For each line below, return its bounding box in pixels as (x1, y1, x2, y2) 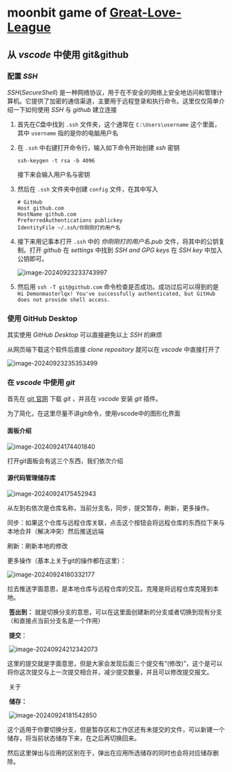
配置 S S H (7, 71, 38, 81)
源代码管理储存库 (7, 473, 56, 482)
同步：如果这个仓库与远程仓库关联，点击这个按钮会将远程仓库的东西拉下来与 (7, 518, 225, 527)
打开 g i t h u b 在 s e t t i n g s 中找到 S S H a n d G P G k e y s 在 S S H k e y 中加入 (29, 245, 223, 254)
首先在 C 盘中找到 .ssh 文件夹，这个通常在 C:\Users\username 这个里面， (17, 120, 221, 129)
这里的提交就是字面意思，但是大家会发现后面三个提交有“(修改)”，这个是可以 (7, 659, 223, 668)
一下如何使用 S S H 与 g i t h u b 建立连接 (12, 105, 117, 113)
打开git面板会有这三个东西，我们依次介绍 (7, 456, 124, 464)
